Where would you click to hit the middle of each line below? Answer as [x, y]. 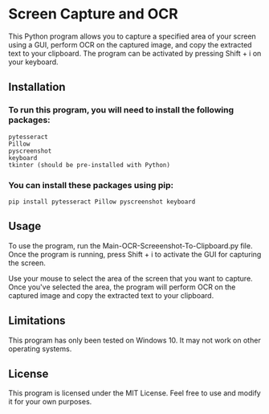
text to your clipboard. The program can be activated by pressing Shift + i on [135, 53]
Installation [37, 87]
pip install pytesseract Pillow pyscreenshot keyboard [102, 202]
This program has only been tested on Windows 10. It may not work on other [134, 340]
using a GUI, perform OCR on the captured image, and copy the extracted [130, 44]
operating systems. [40, 348]
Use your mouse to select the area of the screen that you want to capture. [130, 278]
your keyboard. [33, 62]
